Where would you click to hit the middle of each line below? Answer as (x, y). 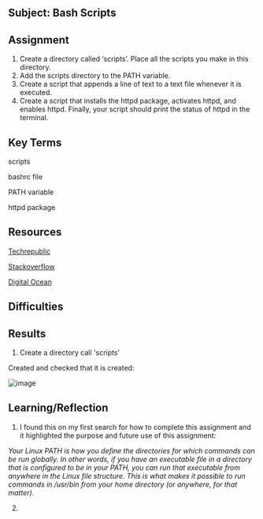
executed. (36, 92)
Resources (35, 232)
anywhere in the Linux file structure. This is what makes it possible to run (127, 476)
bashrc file (26, 177)
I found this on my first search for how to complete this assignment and (135, 427)
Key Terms (35, 143)
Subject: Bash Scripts (62, 13)
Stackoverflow (31, 266)
